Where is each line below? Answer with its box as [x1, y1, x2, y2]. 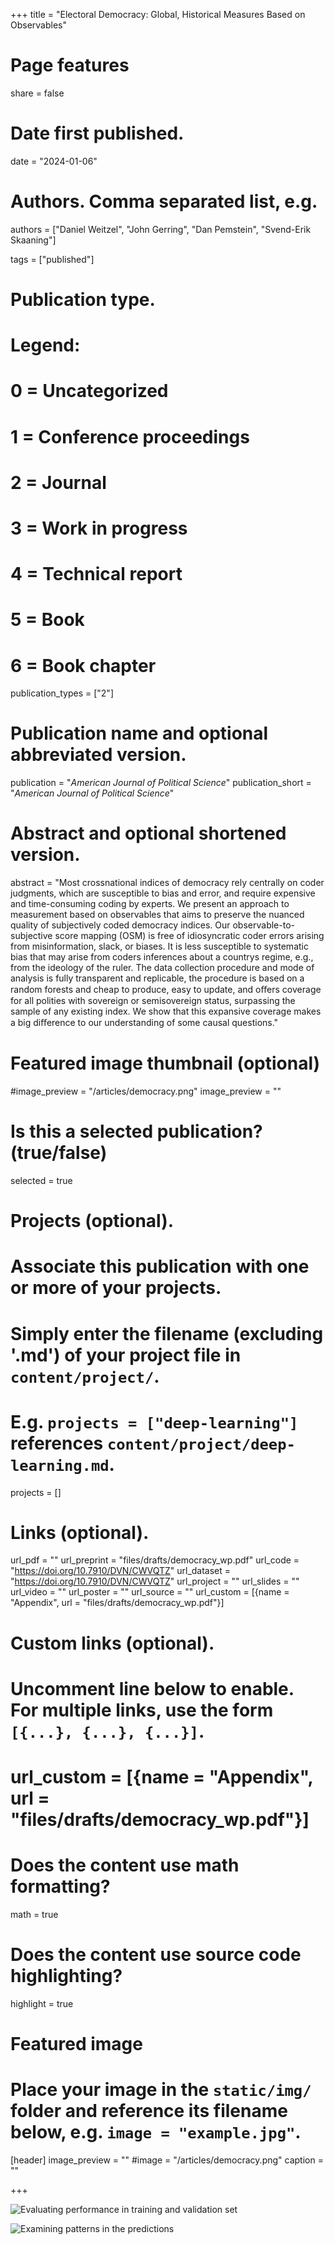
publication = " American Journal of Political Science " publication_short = [10, 777, 312, 789]
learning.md [10, 1456, 110, 1475]
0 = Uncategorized [10, 380, 169, 403]
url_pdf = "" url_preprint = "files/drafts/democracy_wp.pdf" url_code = [10, 1554, 300, 1566]
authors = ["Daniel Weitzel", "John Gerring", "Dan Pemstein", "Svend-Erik [10, 223, 312, 235]
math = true [10, 1908, 59, 1920]
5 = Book [10, 609, 85, 631]
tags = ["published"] [10, 253, 95, 265]
